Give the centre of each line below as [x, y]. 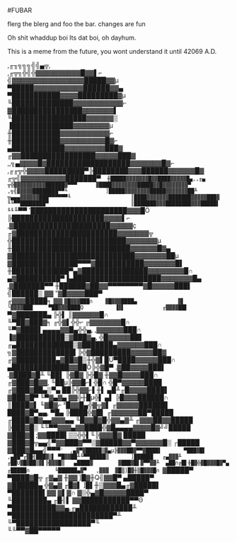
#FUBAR [20, 10]
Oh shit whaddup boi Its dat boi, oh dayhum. [72, 38]
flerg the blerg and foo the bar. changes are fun [77, 24]
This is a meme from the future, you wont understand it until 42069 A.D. [112, 51]
